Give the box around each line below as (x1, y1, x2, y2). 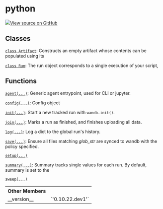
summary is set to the (5, 167, 50, 173)
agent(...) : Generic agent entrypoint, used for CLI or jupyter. (5, 90, 131, 96)
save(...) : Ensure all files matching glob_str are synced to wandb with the (5, 138, 158, 144)
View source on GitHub (10, 20, 58, 26)
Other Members (7, 187, 46, 194)
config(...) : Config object (5, 100, 60, 106)
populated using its (5, 53, 45, 59)
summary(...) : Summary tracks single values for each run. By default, (5, 162, 147, 168)
